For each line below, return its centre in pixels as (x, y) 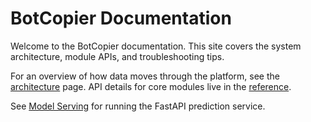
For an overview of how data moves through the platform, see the (145, 76)
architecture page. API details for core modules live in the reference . (151, 86)
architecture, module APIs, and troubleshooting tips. (117, 56)
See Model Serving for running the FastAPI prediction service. (138, 106)
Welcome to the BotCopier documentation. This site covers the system (156, 46)
